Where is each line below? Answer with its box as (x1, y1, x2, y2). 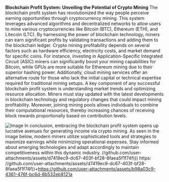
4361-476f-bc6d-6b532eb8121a (5, 171, 73, 177)
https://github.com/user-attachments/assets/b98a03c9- (38, 166, 156, 172)
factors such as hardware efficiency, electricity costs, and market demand (5, 48, 161, 54)
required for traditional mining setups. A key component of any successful (5, 80, 160, 86)
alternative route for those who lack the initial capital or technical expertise (5, 75, 161, 81)
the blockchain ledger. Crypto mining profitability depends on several (5, 42, 150, 48)
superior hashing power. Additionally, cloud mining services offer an (5, 69, 148, 75)
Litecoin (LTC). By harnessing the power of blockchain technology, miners (5, 32, 160, 37)
